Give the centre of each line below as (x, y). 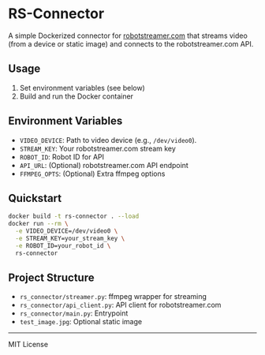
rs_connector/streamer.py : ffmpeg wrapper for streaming (113, 297)
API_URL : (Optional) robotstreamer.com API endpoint (104, 165)
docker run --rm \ (38, 224)
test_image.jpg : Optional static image (81, 322)
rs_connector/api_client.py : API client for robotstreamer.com (120, 305)
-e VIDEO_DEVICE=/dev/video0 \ (67, 231)
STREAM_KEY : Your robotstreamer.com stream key (97, 148)
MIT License (28, 345)
